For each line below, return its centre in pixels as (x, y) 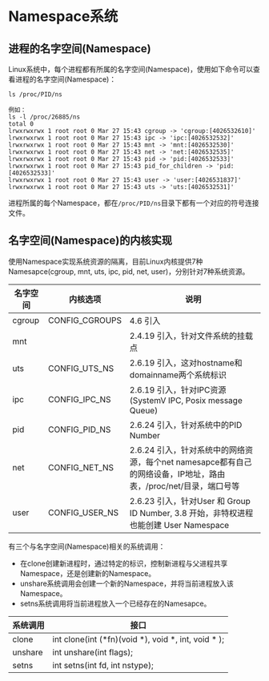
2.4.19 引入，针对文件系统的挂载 (191, 336)
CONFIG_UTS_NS (81, 368)
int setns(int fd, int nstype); (103, 665)
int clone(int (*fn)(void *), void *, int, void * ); (139, 639)
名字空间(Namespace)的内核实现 (90, 241)
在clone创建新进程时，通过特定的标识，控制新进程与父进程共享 (124, 563)
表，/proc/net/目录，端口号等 (185, 486)
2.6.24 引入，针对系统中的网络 (187, 449)
